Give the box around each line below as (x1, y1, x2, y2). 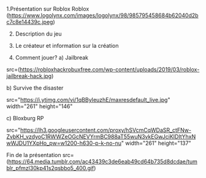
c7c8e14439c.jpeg (6, 18, 53, 25)
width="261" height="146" (6, 103, 73, 110)
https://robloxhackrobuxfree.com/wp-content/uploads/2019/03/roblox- (19, 66, 200, 73)
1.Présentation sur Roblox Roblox (6, 6, 90, 12)
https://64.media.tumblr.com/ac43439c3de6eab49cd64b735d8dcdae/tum (8, 158, 197, 165)
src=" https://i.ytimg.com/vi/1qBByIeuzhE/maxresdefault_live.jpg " (6, 96, 170, 103)
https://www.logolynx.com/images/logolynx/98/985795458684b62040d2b (8, 12, 199, 19)
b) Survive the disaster (6, 84, 64, 91)
